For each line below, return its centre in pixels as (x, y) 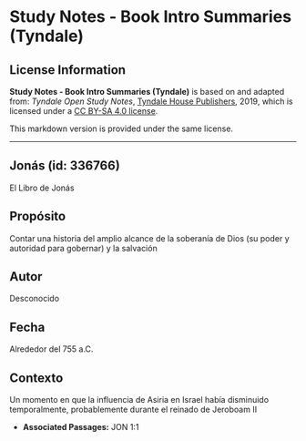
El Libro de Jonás (42, 188)
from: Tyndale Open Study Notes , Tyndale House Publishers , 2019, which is (151, 101)
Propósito (38, 216)
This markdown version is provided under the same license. (122, 128)
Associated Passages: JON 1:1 (81, 427)
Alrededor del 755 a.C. (51, 349)
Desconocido (35, 299)
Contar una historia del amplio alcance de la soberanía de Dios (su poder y (149, 238)
